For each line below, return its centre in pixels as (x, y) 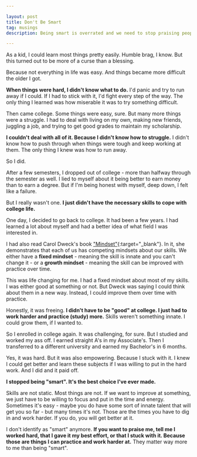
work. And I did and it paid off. (43, 370)
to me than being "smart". (37, 448)
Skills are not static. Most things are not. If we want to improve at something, (98, 393)
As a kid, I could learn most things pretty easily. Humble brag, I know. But (94, 55)
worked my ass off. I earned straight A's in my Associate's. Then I (85, 340)
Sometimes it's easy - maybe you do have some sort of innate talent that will (98, 405)
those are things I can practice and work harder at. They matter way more (97, 442)
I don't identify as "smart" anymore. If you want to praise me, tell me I (91, 429)
